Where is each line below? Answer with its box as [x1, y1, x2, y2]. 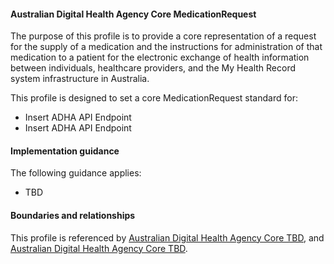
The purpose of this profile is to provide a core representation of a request [10, 30, 317, 42]
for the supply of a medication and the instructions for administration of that [10, 41, 323, 53]
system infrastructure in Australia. [10, 73, 150, 85]
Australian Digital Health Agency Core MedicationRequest [10, 8, 257, 20]
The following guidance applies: [10, 167, 142, 179]
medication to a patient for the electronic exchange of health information [10, 51, 310, 64]
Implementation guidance [10, 145, 120, 157]
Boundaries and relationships [10, 210, 136, 221]
